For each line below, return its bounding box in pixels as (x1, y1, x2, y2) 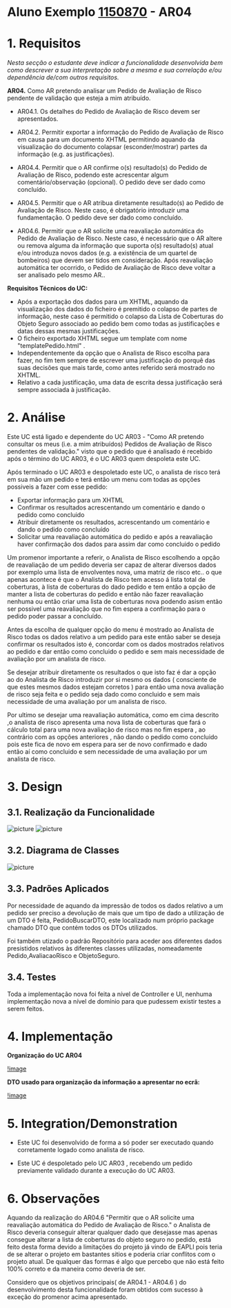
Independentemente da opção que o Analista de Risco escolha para (17, 349, 210, 358)
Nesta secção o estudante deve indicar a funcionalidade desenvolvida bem (7, 59, 223, 67)
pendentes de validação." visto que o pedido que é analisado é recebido (7, 447, 212, 456)
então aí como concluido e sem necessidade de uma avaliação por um (7, 748, 208, 756)
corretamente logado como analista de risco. (17, 1146, 145, 1154)
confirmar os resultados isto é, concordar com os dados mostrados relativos (7, 640, 225, 649)
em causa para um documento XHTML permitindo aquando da (17, 135, 195, 144)
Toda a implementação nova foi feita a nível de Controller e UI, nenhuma (7, 990, 212, 998)
